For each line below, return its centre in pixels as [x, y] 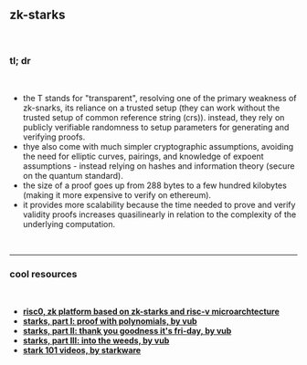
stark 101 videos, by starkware [82, 350]
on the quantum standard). [73, 176]
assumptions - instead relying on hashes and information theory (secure [159, 166]
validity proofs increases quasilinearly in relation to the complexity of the [159, 214]
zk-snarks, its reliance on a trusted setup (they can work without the [151, 108]
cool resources [43, 275]
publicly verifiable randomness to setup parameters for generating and [156, 128]
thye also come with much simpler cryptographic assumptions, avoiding [158, 147]
